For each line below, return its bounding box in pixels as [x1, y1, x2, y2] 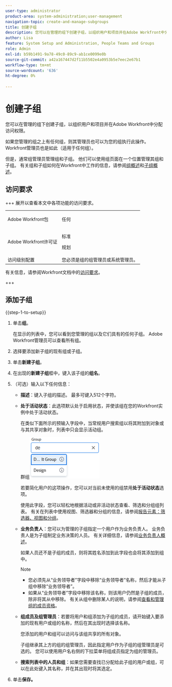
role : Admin [5, 46, 31, 51]
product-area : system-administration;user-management [5, 13, 123, 19]
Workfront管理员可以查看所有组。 [12, 337, 83, 344]
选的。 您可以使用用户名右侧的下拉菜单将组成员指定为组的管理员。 [20, 648, 161, 655]
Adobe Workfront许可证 [7, 238, 58, 245]
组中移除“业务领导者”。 [28, 583, 77, 589]
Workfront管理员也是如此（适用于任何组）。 [5, 144, 96, 151]
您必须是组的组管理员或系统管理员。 [61, 257, 138, 263]
